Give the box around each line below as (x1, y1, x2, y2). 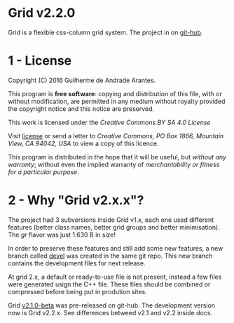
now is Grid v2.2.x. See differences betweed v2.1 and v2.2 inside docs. (8, 308, 213, 317)
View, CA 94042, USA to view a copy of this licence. (8, 139, 160, 147)
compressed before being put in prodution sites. (8, 287, 148, 296)
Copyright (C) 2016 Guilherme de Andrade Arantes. (8, 76, 156, 84)
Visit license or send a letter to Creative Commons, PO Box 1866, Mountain (8, 131, 224, 140)
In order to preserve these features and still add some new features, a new (8, 244, 223, 252)
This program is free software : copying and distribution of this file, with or (8, 89, 223, 98)
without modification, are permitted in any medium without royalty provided (8, 97, 226, 105)
